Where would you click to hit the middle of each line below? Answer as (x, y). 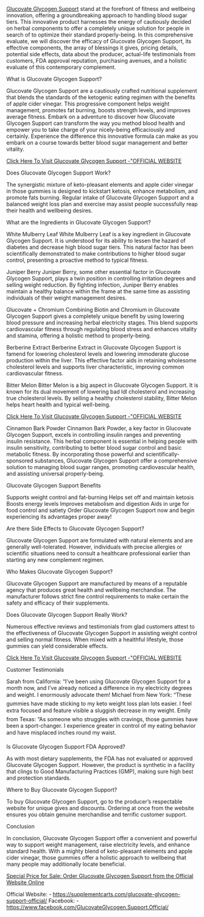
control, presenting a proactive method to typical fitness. (78, 260)
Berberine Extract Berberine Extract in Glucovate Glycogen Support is (94, 347)
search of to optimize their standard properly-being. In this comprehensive (100, 35)
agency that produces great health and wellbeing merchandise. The (91, 590)
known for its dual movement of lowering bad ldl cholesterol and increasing (101, 392)
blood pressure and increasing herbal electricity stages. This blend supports (102, 322)
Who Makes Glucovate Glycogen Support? (60, 572)
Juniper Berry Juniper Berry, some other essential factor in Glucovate (93, 272)
